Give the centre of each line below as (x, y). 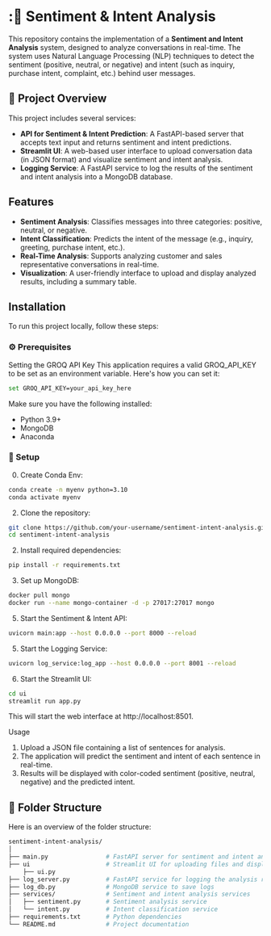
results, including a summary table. (78, 281)
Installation (37, 306)
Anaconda (37, 436)
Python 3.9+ (41, 419)
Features (31, 202)
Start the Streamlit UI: (56, 678)
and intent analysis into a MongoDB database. (96, 176)
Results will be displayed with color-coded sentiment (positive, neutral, (138, 774)
